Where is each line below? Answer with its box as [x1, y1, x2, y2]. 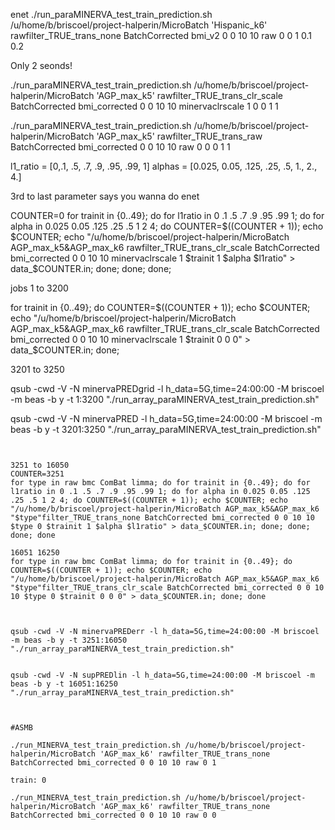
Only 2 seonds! [10, 60, 73, 71]
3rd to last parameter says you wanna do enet [10, 190, 200, 202]
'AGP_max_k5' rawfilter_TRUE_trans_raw [96, 130, 263, 142]
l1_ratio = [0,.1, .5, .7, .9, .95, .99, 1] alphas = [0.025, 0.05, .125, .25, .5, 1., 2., [10, 160, 318, 172]
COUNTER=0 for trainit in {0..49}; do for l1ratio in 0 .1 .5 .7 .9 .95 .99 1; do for [10, 210, 325, 221]
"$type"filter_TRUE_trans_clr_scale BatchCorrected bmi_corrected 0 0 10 [10, 583, 325, 593]
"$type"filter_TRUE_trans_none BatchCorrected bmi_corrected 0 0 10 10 [10, 513, 315, 523]
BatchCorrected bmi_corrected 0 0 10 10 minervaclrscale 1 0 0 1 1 [10, 100, 279, 112]
